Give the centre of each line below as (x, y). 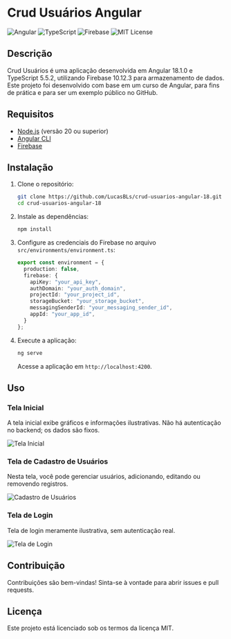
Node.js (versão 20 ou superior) (63, 131)
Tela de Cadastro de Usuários (58, 462)
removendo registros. (38, 484)
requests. (21, 590)
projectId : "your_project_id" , (75, 295)
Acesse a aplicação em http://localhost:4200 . (84, 366)
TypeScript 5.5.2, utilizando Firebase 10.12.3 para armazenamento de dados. (116, 78)
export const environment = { (61, 263)
